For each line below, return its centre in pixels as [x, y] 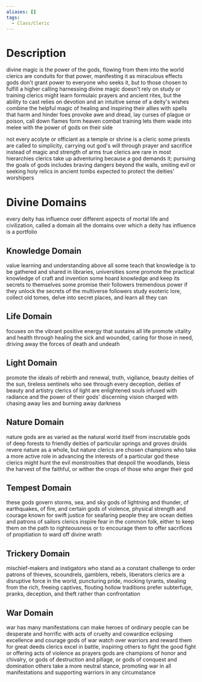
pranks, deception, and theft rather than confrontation [73, 594]
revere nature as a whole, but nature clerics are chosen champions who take [101, 450]
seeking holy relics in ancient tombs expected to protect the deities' [90, 171]
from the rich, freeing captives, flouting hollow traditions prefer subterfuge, [99, 588]
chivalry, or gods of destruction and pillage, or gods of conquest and [92, 659]
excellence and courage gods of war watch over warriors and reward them [99, 640]
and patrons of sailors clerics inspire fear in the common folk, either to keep [100, 522]
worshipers [20, 178]
